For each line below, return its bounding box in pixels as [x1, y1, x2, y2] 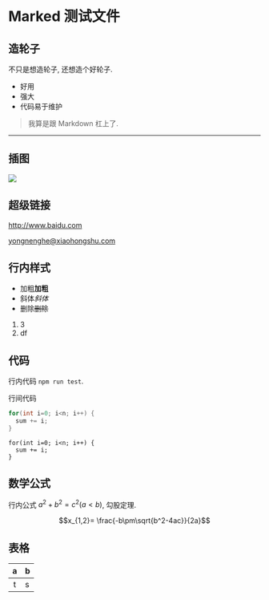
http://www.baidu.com [8, 220, 82, 229]
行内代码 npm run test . [8, 376, 84, 386]
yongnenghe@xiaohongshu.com [8, 236, 116, 245]
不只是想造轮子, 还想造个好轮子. [8, 65, 114, 74]
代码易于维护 [19, 102, 62, 111]
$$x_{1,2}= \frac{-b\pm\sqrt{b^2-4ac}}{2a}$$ [58, 516, 211, 525]
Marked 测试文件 [8, 7, 120, 26]
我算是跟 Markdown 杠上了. [27, 119, 118, 128]
